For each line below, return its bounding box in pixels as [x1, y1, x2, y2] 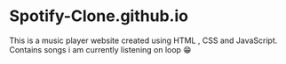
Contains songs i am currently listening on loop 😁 [9, 44, 192, 54]
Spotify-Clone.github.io [9, 6, 189, 26]
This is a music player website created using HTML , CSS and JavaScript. [9, 35, 278, 46]
